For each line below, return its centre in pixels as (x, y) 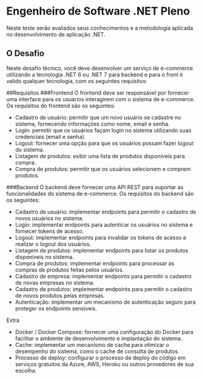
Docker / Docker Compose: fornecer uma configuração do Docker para (104, 332)
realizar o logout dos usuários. (53, 244)
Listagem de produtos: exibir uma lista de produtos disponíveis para (100, 156)
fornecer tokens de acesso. (49, 231)
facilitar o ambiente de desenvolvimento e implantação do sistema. (99, 338)
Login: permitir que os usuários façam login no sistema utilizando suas (103, 130)
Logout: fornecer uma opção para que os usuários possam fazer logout (104, 143)
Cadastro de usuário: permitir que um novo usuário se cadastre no (98, 117)
